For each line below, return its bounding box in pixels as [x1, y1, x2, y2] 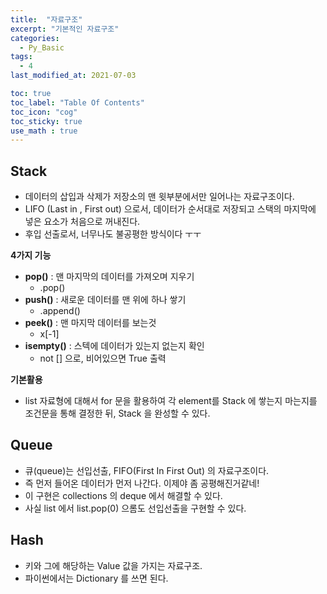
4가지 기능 [10, 249, 52, 261]
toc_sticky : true [10, 116, 83, 126]
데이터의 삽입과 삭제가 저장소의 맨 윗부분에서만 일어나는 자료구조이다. [24, 191, 295, 203]
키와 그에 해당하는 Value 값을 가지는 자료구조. [24, 559, 203, 571]
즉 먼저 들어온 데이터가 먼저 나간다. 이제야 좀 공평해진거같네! [24, 477, 260, 489]
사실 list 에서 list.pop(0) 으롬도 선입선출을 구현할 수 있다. [24, 502, 247, 514]
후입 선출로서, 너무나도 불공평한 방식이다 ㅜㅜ [24, 228, 202, 240]
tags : [10, 52, 33, 62]
